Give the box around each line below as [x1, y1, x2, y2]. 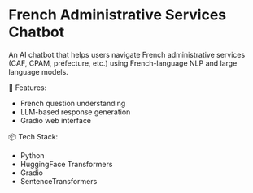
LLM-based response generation [20, 107, 131, 117]
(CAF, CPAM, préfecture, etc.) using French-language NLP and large [8, 58, 238, 68]
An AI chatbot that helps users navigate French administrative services [8, 49, 246, 59]
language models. [8, 66, 69, 76]
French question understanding [20, 98, 126, 108]
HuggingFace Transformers [20, 159, 113, 169]
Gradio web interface [20, 115, 92, 125]
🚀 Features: [8, 83, 47, 92]
